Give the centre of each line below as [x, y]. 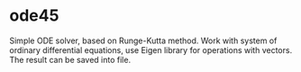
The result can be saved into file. [70, 59]
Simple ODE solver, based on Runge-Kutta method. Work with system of [143, 40]
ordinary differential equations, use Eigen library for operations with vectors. [151, 49]
